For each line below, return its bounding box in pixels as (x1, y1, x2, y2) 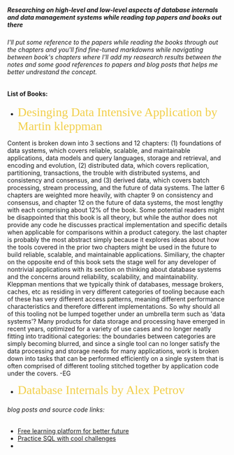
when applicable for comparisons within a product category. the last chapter (7, 228, 228, 237)
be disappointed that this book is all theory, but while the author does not (7, 213, 218, 222)
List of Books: (7, 89, 48, 98)
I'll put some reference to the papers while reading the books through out (7, 38, 219, 46)
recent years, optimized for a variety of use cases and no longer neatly (7, 325, 212, 333)
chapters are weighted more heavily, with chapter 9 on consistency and (7, 191, 213, 199)
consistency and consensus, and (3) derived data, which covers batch (7, 176, 210, 185)
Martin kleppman (17, 119, 103, 133)
